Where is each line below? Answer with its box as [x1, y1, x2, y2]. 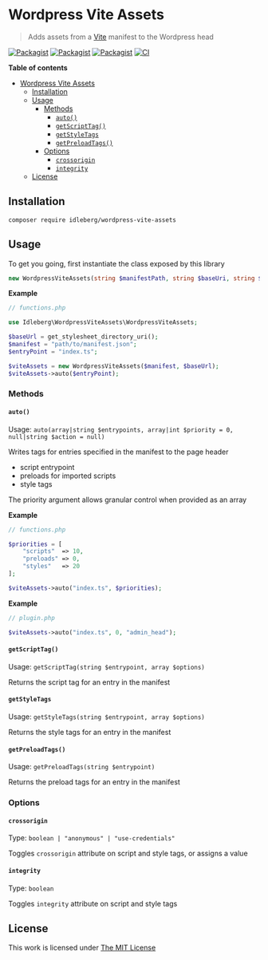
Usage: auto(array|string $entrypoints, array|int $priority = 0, [8, 425, 234, 434]
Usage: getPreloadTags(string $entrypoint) [8, 762, 156, 772]
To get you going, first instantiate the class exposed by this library [8, 259, 225, 268]
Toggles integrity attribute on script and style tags [8, 899, 178, 908]
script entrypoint [19, 462, 75, 472]
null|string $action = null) [8, 433, 105, 440]
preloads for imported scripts [19, 471, 116, 480]
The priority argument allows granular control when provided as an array [8, 495, 247, 504]
